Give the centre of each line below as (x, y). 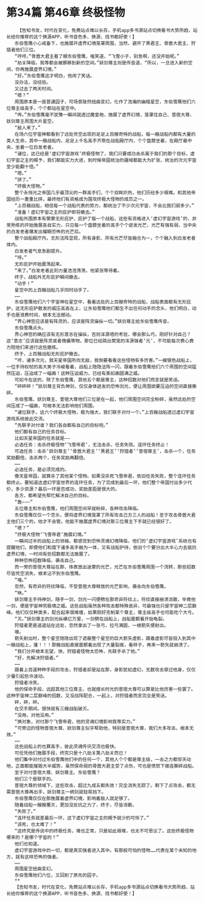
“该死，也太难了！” (35, 824)
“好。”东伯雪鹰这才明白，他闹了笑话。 (55, 76)
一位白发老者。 (40, 147)
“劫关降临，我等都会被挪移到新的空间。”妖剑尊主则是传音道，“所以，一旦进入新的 (101, 63)
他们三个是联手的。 (35, 779)
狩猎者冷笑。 (28, 683)
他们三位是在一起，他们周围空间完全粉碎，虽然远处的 (135, 399)
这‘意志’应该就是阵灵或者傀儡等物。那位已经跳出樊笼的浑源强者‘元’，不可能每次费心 (98, 341)
